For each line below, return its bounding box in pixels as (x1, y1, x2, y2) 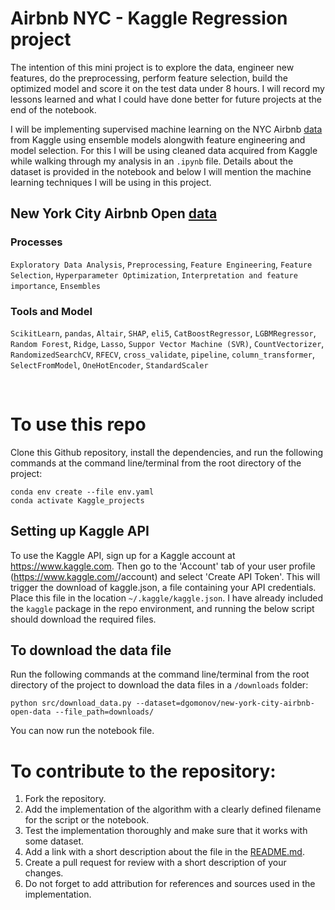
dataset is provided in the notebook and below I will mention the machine (10, 165, 312, 177)
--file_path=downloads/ (54, 707, 155, 717)
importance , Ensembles (10, 279, 102, 291)
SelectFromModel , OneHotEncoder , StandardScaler (10, 358, 209, 371)
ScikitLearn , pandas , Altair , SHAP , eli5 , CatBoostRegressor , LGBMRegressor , (10, 327, 317, 339)
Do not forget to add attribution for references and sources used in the (24, 878, 316, 890)
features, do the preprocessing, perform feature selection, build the (10, 72, 289, 84)
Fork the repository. (24, 793, 107, 805)
